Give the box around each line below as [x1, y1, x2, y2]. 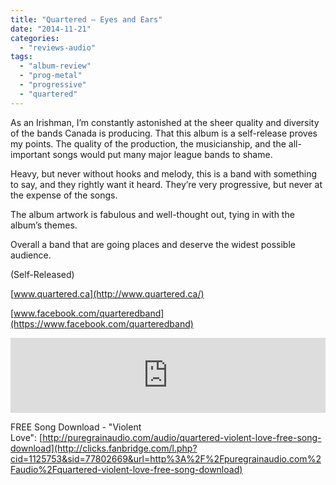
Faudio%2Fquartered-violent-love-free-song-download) [10, 463, 243, 475]
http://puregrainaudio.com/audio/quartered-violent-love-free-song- [42, 431, 322, 443]
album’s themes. [10, 219, 78, 231]
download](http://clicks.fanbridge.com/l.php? [10, 442, 198, 454]
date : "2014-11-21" [10, 24, 92, 34]
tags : [10, 52, 33, 62]
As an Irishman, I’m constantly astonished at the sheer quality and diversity [10, 116, 320, 128]
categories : [10, 33, 60, 43]
